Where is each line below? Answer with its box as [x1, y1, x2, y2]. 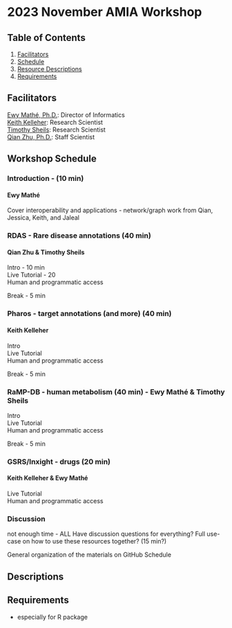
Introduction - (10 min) [7, 174, 84, 184]
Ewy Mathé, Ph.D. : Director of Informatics [7, 110, 126, 119]
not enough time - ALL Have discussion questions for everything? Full [7, 530, 206, 538]
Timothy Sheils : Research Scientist [7, 125, 106, 134]
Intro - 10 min [7, 263, 45, 272]
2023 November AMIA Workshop [7, 4, 202, 20]
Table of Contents [7, 32, 86, 44]
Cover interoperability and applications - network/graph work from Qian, [7, 206, 213, 215]
